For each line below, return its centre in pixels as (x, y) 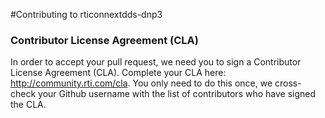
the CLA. (28, 105)
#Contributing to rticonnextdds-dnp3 (86, 14)
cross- (288, 83)
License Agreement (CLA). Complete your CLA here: (118, 73)
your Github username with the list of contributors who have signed (177, 94)
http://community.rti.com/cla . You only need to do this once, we (141, 83)
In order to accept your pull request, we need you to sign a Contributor (156, 62)
